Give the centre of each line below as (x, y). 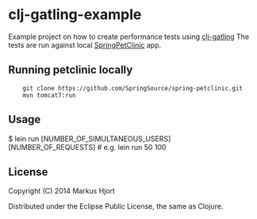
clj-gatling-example (75, 15)
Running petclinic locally (71, 70)
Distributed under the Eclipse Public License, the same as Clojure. (116, 206)
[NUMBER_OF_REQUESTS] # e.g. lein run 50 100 (87, 147)
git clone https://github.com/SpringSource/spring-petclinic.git (133, 88)
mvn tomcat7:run (50, 95)
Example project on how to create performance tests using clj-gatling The (129, 36)
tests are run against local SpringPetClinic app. (84, 44)
